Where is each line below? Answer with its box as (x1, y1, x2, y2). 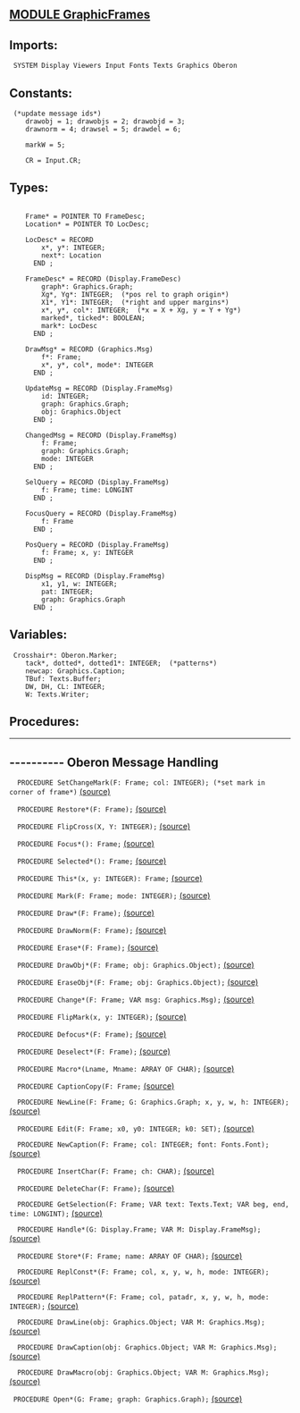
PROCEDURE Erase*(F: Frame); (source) (17, 942, 159, 953)
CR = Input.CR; (25, 156, 82, 165)
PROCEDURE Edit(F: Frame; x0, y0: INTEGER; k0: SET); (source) (17, 1123, 254, 1134)
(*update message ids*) (12, 109, 102, 119)
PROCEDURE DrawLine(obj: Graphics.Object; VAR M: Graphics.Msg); (17, 1318, 266, 1327)
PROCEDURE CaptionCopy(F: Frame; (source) (17, 1081, 175, 1091)
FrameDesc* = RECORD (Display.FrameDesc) (25, 274, 181, 283)
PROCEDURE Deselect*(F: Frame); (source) (17, 1046, 171, 1057)
